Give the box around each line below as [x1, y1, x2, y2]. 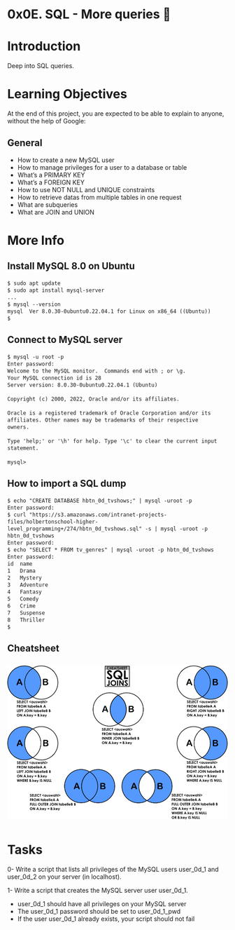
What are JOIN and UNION [17, 208, 94, 216]
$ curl [7, 511, 27, 518]
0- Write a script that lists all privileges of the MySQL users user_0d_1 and [7, 865, 219, 873]
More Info [7, 233, 65, 248]
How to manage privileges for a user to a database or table [17, 163, 187, 171]
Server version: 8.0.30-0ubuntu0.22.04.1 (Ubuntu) [7, 382, 158, 389]
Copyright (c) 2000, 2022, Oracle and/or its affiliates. [7, 396, 180, 403]
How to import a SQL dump [7, 478, 127, 490]
